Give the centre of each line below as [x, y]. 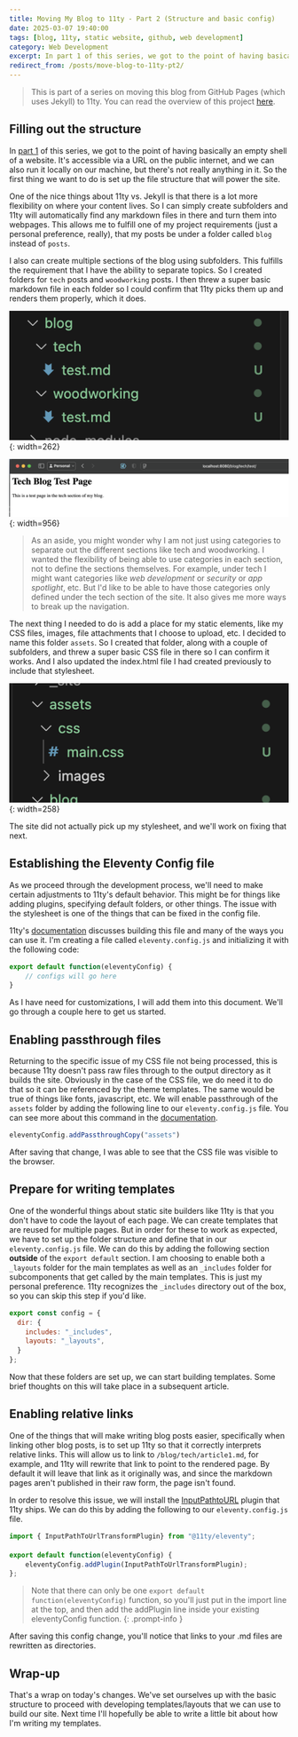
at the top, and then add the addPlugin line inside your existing [145, 1610]
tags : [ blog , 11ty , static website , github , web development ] [126, 37]
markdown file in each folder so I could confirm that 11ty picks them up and [146, 289]
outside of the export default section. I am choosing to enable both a [137, 1257]
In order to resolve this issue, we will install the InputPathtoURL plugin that [145, 1500]
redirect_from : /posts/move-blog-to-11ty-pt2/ [97, 66]
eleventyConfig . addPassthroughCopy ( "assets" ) [94, 1135]
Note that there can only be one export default [118, 1590]
